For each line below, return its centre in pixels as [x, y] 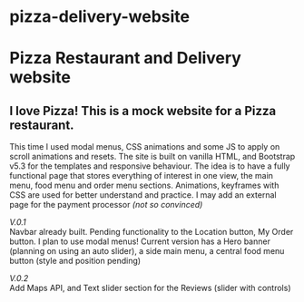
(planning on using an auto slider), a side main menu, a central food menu [147, 251]
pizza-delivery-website [100, 17]
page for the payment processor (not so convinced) [106, 205]
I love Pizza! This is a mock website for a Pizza [143, 111]
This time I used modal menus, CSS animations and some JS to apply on [145, 147]
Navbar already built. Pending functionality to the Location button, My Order [152, 232]
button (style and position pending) [75, 261]
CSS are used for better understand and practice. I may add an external [143, 195]
